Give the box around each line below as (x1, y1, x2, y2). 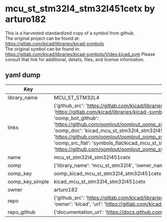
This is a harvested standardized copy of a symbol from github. (5, 30, 135, 36)
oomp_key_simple (7, 178, 49, 185)
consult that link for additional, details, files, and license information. (5, 56, 145, 62)
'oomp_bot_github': (54, 114, 99, 121)
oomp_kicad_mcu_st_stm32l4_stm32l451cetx (54, 170, 162, 177)
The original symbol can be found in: (5, 46, 81, 52)
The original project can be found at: (5, 35, 80, 41)
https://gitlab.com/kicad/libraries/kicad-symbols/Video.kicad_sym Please (5, 51, 156, 57)
